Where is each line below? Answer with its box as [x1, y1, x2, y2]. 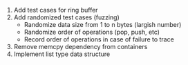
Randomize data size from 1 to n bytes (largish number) [23, 21, 182, 28]
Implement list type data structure [13, 50, 111, 58]
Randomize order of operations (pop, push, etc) [23, 28, 160, 36]
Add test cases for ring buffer [13, 6, 98, 14]
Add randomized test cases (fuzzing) [13, 13, 120, 21]
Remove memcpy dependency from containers [13, 43, 148, 50]
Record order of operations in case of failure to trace [23, 35, 174, 44]
